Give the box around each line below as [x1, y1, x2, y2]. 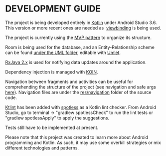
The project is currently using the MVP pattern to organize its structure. [5, 34, 152, 40]
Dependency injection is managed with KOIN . [5, 68, 98, 75]
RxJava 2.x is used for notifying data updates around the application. [5, 59, 147, 65]
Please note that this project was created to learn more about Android [5, 134, 149, 140]
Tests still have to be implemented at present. [5, 124, 99, 130]
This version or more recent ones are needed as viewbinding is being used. [5, 24, 161, 30]
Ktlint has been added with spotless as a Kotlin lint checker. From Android [5, 104, 156, 110]
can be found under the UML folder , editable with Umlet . [5, 49, 121, 55]
